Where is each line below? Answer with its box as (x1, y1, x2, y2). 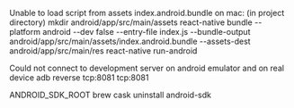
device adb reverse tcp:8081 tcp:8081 (9, 72, 149, 83)
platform (9, 27, 40, 37)
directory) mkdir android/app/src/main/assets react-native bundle (9, 17, 254, 28)
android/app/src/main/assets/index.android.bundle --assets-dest (9, 36, 251, 46)
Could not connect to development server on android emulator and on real (9, 62, 285, 73)
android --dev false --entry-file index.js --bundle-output (41, 27, 251, 37)
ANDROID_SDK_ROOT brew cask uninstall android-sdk (9, 89, 211, 100)
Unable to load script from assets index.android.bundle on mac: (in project (9, 8, 285, 18)
